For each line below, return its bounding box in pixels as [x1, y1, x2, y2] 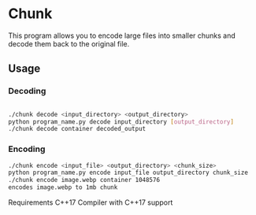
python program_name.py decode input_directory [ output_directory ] [8, 117, 235, 126]
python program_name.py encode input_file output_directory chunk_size [8, 169, 248, 177]
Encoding [8, 143, 46, 154]
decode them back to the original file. [8, 39, 130, 48]
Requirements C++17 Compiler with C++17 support [8, 198, 173, 207]
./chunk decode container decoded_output [8, 125, 147, 133]
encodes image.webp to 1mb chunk [8, 183, 118, 191]
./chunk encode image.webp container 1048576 [8, 176, 160, 184]
